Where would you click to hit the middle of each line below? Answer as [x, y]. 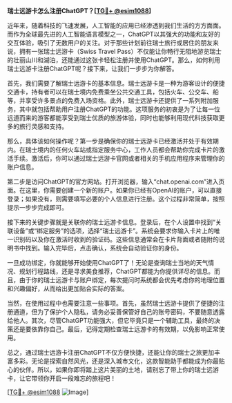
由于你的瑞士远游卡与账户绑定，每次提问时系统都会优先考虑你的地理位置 [122, 280]
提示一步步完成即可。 [37, 207]
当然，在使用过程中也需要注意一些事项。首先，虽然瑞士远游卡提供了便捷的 [113, 303]
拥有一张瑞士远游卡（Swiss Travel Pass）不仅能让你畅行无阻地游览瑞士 [120, 51]
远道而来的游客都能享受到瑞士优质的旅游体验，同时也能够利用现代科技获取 [113, 118]
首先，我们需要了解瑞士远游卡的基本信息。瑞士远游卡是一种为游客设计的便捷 [116, 83]
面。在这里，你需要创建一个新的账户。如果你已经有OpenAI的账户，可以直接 [115, 190]
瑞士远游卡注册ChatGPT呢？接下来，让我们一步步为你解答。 [93, 69]
